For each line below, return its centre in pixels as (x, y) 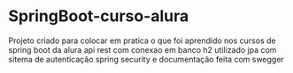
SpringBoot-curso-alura (99, 16)
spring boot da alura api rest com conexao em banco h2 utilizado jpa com (143, 49)
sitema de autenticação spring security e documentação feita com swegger (146, 59)
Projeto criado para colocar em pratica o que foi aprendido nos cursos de (142, 40)
